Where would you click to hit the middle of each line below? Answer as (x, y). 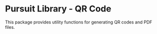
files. (10, 27)
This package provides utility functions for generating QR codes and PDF (79, 22)
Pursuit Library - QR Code (58, 9)
